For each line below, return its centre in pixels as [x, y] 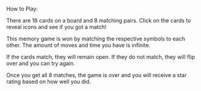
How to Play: [22, 9]
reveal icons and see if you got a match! [56, 27]
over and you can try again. [41, 63]
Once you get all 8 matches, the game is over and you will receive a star [97, 75]
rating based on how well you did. [49, 82]
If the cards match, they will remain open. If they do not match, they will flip [100, 57]
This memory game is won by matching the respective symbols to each [96, 39]
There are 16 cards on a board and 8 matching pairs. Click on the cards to [99, 20]
